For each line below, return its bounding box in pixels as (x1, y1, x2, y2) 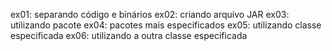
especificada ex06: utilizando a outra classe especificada (10, 30, 248, 41)
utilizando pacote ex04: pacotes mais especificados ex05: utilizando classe (10, 19, 322, 31)
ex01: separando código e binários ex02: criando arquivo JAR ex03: (10, 9, 290, 20)
